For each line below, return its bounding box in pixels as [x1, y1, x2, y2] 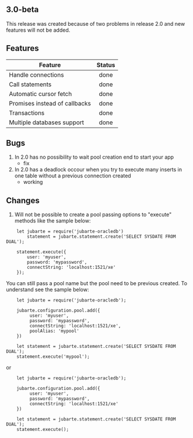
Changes [6, 196, 40, 206]
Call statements [9, 80, 52, 88]
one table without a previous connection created [14, 172, 131, 179]
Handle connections [9, 70, 64, 78]
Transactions [9, 108, 45, 117]
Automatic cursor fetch [9, 90, 72, 98]
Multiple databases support [9, 118, 85, 126]
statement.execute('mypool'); [16, 354, 90, 360]
